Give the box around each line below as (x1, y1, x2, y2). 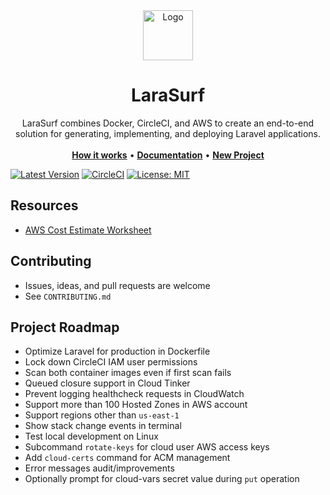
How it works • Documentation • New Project (71, 149, 265, 161)
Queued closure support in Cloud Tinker (24, 377, 191, 389)
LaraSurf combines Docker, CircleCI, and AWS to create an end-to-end (21, 117, 315, 129)
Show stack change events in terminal (24, 420, 182, 432)
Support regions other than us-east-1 (24, 409, 180, 421)
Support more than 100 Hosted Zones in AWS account (24, 399, 248, 411)
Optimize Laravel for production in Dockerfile (24, 345, 211, 358)
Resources (10, 197, 79, 214)
